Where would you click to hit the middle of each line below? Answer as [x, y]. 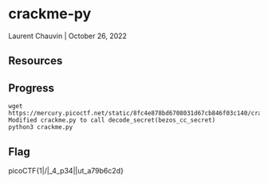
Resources [35, 61]
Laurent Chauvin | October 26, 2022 [68, 36]
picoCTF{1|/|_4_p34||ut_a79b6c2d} [66, 170]
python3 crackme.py [41, 127]
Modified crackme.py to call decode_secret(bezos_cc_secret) [112, 120]
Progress [31, 88]
